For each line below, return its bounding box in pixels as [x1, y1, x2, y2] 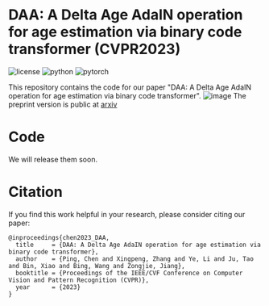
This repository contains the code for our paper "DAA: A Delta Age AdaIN [8, 82, 252, 92]
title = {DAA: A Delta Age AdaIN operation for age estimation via [15, 241, 262, 249]
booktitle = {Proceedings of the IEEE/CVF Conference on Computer [15, 269, 243, 277]
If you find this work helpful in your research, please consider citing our [8, 209, 246, 219]
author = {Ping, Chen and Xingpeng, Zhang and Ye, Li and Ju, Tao [15, 254, 254, 263]
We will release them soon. [8, 154, 98, 164]
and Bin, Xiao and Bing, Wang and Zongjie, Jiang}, [8, 262, 185, 270]
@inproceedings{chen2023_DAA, [8, 233, 110, 241]
